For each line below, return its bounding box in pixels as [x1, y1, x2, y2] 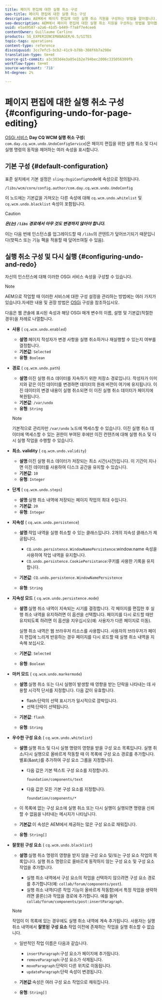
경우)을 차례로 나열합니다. [5, 316, 53, 322]
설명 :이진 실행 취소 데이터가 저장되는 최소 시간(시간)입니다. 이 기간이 [19, 458, 147, 464]
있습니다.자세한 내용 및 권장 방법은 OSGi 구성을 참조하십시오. [5, 299, 120, 306]
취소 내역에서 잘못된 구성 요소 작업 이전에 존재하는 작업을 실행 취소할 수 [12, 924, 146, 930]
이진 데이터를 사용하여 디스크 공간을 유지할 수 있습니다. [24, 464, 128, 470]
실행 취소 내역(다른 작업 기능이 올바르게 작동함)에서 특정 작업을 [26, 887, 145, 893]
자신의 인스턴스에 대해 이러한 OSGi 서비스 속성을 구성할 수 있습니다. [5, 274, 133, 279]
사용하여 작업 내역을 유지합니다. [26, 552, 86, 558]
